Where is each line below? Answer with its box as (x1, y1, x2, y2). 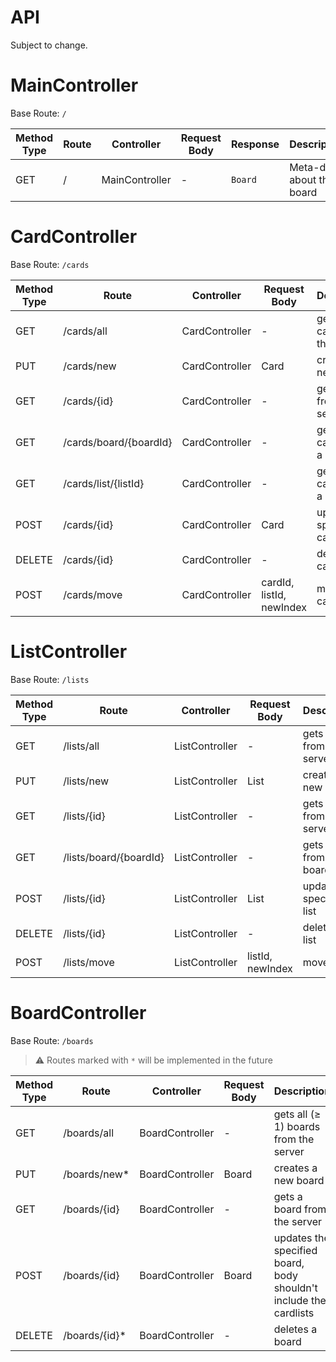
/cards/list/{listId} (63, 476, 145, 490)
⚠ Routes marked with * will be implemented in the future (34, 1054, 273, 1066)
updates (273, 1231, 313, 1245)
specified (273, 1243, 318, 1257)
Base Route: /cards (10, 258, 90, 270)
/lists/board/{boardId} (63, 850, 165, 864)
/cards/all (63, 324, 108, 338)
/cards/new (63, 359, 117, 373)
